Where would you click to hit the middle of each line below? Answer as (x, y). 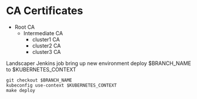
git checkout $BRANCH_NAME (39, 80)
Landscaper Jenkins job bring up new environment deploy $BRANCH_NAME (99, 63)
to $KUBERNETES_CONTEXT (41, 69)
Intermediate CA (43, 33)
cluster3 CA (46, 52)
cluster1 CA (46, 39)
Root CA (25, 27)
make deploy (21, 90)
